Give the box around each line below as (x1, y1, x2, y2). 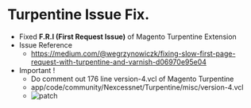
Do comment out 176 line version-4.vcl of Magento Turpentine (30, 74, 234, 83)
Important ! (18, 65, 56, 75)
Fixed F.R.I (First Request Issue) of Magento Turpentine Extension (18, 32, 237, 41)
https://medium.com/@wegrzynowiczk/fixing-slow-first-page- (30, 48, 236, 58)
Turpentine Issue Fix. (7, 6, 150, 24)
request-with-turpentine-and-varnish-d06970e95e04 (30, 57, 207, 67)
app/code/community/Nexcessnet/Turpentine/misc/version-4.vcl (30, 82, 244, 92)
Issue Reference (18, 40, 73, 49)
